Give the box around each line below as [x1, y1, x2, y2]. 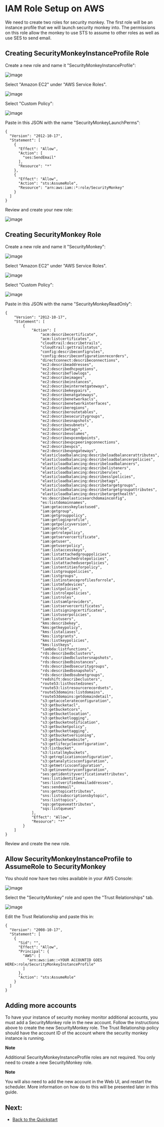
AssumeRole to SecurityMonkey [5, 862, 106, 871]
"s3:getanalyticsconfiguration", [40, 759, 109, 763]
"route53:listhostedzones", [40, 681, 98, 686]
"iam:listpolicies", [40, 586, 83, 591]
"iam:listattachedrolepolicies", [40, 556, 109, 561]
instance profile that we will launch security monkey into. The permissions [5, 24, 156, 30]
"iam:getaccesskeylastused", [40, 504, 100, 509]
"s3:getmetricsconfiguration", [40, 763, 105, 768]
